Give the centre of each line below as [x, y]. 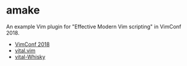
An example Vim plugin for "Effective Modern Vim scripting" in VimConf [94, 27]
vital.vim [25, 50]
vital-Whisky [30, 57]
